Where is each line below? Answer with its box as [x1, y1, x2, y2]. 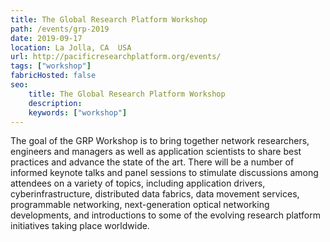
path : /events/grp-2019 [10, 24, 110, 34]
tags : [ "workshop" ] [10, 61, 92, 71]
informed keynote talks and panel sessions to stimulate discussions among [10, 167, 319, 179]
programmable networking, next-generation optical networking [10, 199, 270, 211]
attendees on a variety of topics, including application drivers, [10, 177, 266, 190]
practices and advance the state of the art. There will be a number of [10, 156, 295, 168]
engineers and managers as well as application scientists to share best [10, 146, 302, 158]
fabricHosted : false [10, 71, 97, 81]
